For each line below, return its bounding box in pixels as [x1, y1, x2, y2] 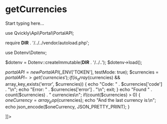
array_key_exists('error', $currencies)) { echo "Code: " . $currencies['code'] [5, 81, 162, 87]
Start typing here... [5, 20, 44, 26]
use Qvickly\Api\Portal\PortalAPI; [5, 30, 74, 36]
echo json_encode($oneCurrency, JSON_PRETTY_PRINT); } [5, 103, 130, 109]
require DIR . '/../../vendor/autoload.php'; [5, 39, 89, 46]
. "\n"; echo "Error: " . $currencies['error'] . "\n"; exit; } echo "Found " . [5, 86, 152, 92]
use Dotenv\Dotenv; [5, 49, 47, 55]
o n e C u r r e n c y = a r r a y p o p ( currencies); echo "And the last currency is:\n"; [5, 97, 156, 104]
